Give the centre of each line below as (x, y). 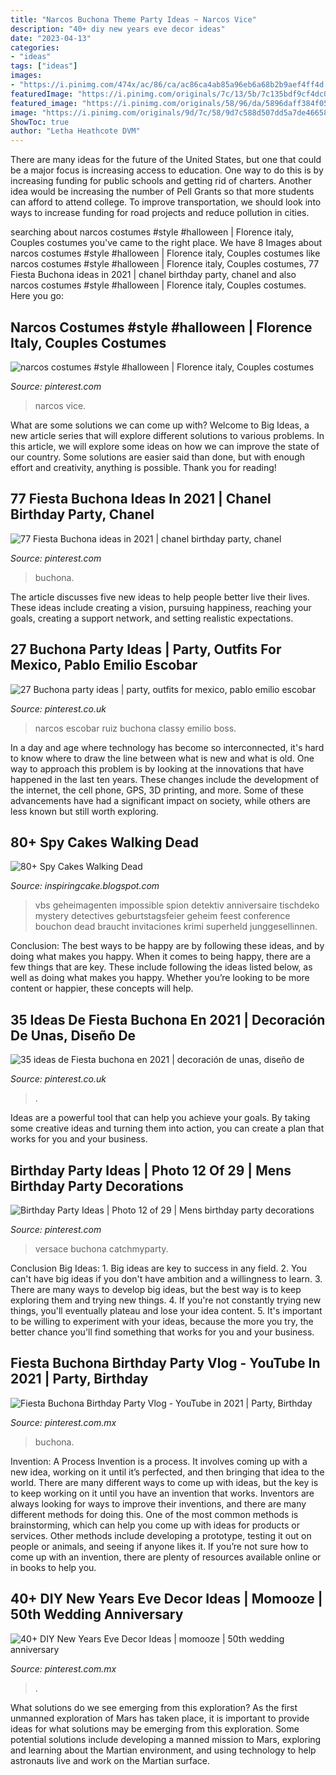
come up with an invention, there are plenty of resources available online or (166, 1557)
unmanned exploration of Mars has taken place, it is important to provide (160, 1718)
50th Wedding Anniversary (97, 1614)
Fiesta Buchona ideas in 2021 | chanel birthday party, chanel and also (153, 275)
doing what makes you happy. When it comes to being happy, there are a (161, 957)
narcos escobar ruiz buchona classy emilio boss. (135, 728)
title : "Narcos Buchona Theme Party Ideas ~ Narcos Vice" (133, 19)
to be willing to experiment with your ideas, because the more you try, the (162, 1321)
